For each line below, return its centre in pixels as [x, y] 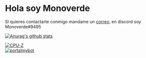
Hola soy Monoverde [48, 8]
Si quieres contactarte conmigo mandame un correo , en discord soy [73, 22]
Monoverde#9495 [23, 26]
